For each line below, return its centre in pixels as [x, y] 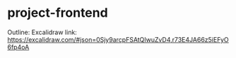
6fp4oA [18, 47]
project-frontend [58, 13]
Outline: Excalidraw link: [42, 32]
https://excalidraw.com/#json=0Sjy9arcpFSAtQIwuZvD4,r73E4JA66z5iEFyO [118, 39]
